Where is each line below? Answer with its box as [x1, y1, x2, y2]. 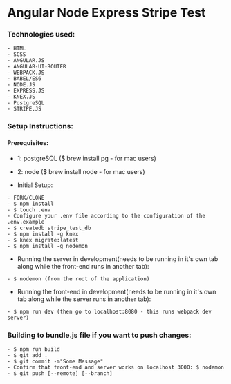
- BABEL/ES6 [7, 75, 41, 82]
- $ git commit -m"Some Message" [7, 358, 104, 365]
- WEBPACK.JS [7, 69, 45, 77]
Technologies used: [7, 30, 75, 39]
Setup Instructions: [7, 122, 74, 131]
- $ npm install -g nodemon [7, 242, 89, 249]
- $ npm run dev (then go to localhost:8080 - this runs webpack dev [7, 308, 212, 315]
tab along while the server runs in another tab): [17, 295, 151, 303]
